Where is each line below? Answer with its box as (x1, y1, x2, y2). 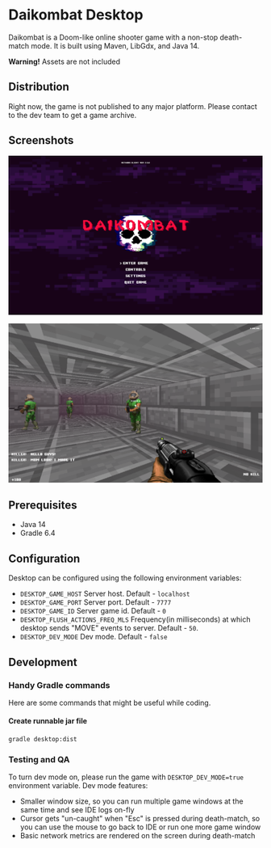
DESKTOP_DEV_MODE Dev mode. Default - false (19, 632, 168, 642)
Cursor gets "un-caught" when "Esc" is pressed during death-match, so (19, 814, 261, 824)
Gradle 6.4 (19, 528, 56, 538)
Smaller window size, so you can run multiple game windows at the (19, 796, 244, 806)
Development (8, 655, 78, 669)
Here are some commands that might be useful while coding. (8, 698, 211, 707)
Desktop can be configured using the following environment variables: (8, 573, 242, 583)
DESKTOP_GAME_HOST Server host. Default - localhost (19, 589, 190, 599)
